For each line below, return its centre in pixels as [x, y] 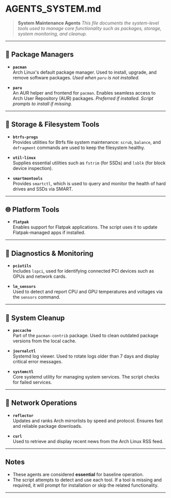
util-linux [24, 158]
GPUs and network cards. [40, 276]
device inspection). [33, 168]
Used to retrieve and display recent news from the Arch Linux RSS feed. [88, 441]
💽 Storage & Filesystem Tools [52, 124]
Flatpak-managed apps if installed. [49, 232]
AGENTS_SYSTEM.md [53, 9]
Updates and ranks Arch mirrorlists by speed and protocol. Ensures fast [88, 421]
